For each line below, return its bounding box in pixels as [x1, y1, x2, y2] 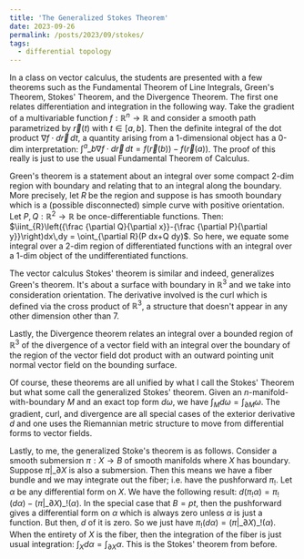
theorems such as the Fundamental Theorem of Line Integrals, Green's [9, 82, 275, 93]
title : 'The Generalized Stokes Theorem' [9, 13, 169, 23]
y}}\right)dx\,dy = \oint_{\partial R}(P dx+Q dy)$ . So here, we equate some [9, 231, 289, 242]
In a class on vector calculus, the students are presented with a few [9, 72, 263, 83]
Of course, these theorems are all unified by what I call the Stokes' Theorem [9, 377, 295, 388]
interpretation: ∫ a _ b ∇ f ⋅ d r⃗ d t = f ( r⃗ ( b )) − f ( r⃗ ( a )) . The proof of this [25, 142, 276, 155]
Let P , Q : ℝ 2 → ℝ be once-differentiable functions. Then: [9, 209, 225, 222]
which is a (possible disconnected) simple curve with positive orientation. [9, 199, 285, 210]
